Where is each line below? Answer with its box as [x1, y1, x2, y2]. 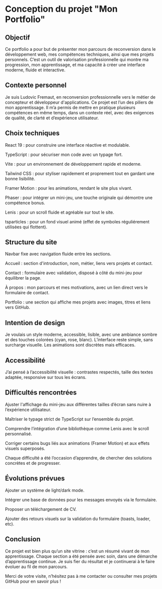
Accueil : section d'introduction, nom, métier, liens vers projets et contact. [5, 261, 153, 266]
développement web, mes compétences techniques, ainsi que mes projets [5, 51, 154, 57]
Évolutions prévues [5, 474, 65, 482]
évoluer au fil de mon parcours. [5, 564, 68, 569]
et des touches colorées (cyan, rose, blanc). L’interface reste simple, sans [5, 337, 153, 343]
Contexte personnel [5, 81, 67, 89]
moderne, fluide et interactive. [5, 67, 66, 73]
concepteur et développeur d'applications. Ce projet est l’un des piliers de [5, 99, 154, 105]
